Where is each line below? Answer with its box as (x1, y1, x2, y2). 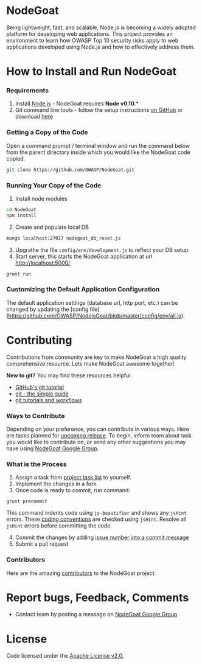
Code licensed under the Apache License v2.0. (6, 652, 124, 660)
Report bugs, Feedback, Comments (6, 591, 189, 604)
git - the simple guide (15, 390, 69, 397)
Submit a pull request (15, 540, 69, 548)
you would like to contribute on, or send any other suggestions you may (6, 438, 186, 445)
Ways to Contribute (6, 411, 65, 420)
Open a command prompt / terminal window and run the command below (6, 142, 190, 149)
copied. (6, 155, 26, 162)
